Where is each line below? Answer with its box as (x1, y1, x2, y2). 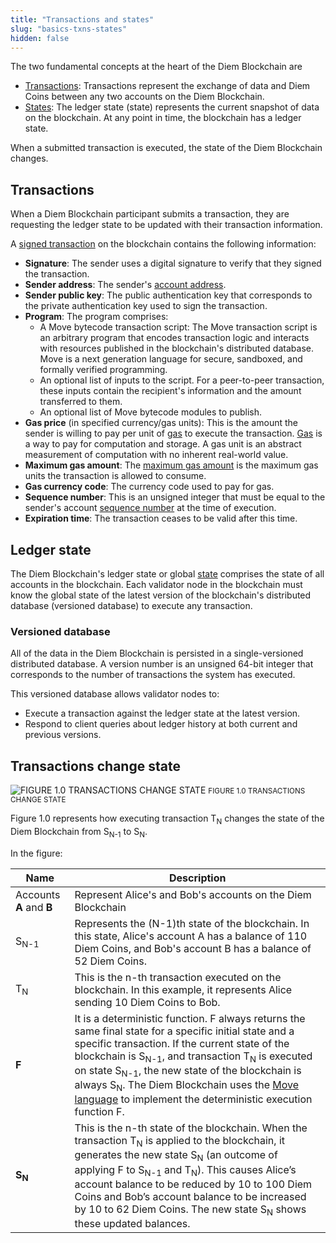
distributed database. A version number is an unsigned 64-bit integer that (10, 658, 314, 670)
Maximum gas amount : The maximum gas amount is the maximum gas (24, 459, 319, 471)
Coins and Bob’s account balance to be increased (74, 1189, 307, 1203)
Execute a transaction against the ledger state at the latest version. (24, 707, 301, 720)
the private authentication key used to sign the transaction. (24, 300, 268, 312)
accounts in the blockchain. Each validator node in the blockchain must (10, 579, 303, 590)
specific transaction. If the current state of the (74, 1036, 290, 1050)
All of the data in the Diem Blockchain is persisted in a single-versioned (10, 647, 304, 660)
